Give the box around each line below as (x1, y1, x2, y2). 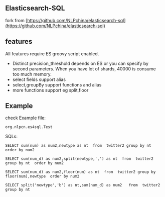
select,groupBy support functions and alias (12, 81, 102, 87)
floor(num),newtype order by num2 (5, 174, 80, 179)
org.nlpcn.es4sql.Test (5, 125, 53, 130)
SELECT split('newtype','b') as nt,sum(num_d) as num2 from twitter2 (5, 183, 160, 188)
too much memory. (12, 71, 52, 77)
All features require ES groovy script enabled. (5, 50, 99, 57)
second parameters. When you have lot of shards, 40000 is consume (12, 65, 156, 72)
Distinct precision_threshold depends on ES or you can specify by (12, 60, 149, 66)
